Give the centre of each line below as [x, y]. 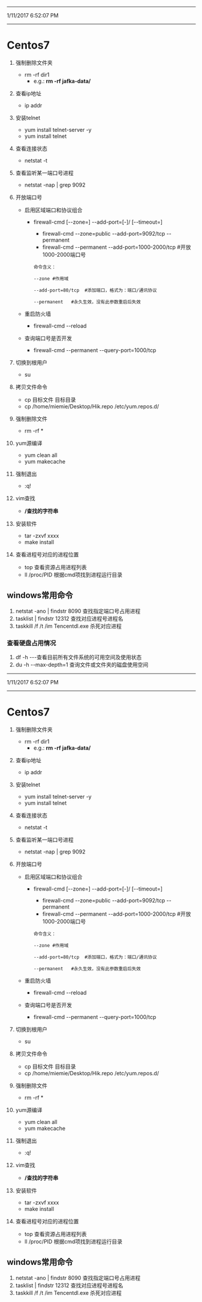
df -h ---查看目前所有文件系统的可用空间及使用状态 [79, 657]
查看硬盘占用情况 [31, 643]
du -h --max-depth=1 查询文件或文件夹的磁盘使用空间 [82, 665]
